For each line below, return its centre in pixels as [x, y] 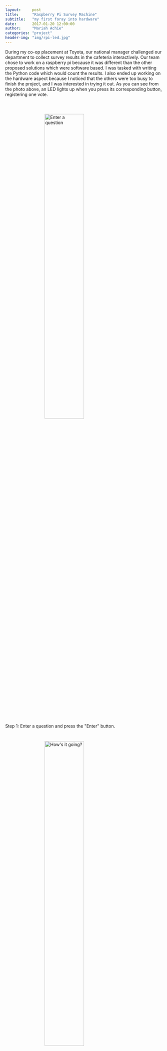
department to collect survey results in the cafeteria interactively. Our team [82, 57]
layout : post [23, 10]
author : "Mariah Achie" [34, 28]
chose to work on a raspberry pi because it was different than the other [79, 62]
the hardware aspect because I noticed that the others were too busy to [79, 78]
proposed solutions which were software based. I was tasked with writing [81, 67]
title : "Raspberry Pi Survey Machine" [51, 14]
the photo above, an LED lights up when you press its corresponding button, [83, 89]
